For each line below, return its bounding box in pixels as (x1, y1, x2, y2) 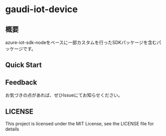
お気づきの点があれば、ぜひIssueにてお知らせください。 (5, 92, 123, 98)
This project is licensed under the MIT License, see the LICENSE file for (5, 121, 154, 127)
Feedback (5, 78, 37, 87)
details (5, 126, 19, 132)
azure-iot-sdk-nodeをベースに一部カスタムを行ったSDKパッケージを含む (5, 40, 157, 45)
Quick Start (5, 61, 42, 70)
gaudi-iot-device (5, 4, 78, 15)
